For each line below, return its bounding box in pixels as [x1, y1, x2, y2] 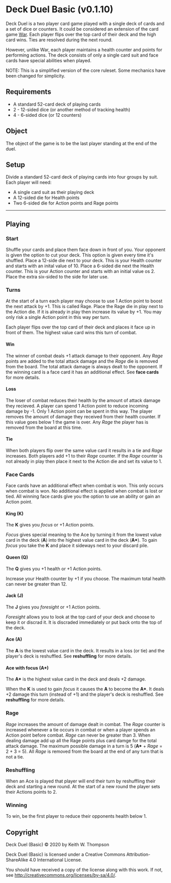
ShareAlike [6, 856, 28, 863]
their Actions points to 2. [6, 789, 57, 795]
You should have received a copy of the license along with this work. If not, [6, 866, 163, 873]
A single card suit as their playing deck [13, 189, 94, 195]
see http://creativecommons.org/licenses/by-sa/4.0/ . [6, 872, 116, 878]
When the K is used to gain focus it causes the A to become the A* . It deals [6, 686, 164, 692]
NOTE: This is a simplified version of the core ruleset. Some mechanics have [6, 67, 166, 73]
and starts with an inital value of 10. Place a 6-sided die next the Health [6, 263, 154, 269]
